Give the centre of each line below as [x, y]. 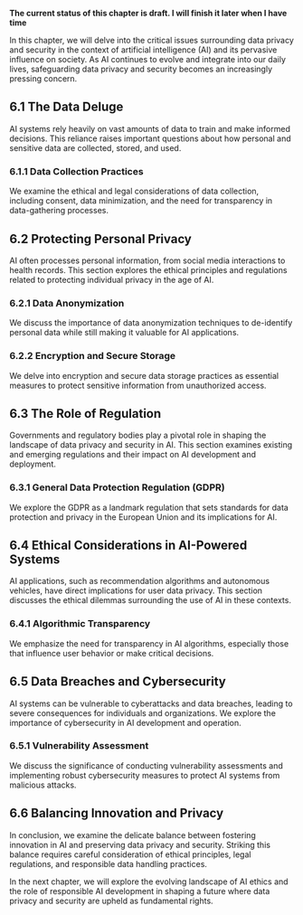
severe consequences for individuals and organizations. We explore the [142, 712]
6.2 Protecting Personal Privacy [101, 239]
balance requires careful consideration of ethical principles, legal [130, 854]
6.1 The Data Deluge [66, 107]
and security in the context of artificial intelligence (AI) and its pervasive [143, 50]
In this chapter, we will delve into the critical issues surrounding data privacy [151, 40]
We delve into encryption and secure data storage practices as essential [144, 375]
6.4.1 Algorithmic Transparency [80, 624]
